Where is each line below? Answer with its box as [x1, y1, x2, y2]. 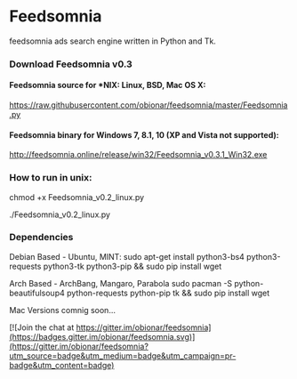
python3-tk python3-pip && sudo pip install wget [43, 261, 222, 271]
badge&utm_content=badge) [9, 359, 115, 370]
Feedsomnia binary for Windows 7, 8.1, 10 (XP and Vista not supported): [9, 129, 279, 140]
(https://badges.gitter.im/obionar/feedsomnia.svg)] [9, 331, 196, 342]
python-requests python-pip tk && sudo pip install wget [66, 287, 269, 298]
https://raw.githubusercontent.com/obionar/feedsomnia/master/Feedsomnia [9, 100, 288, 110]
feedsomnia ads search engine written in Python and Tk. [9, 36, 216, 46]
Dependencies [9, 231, 74, 244]
